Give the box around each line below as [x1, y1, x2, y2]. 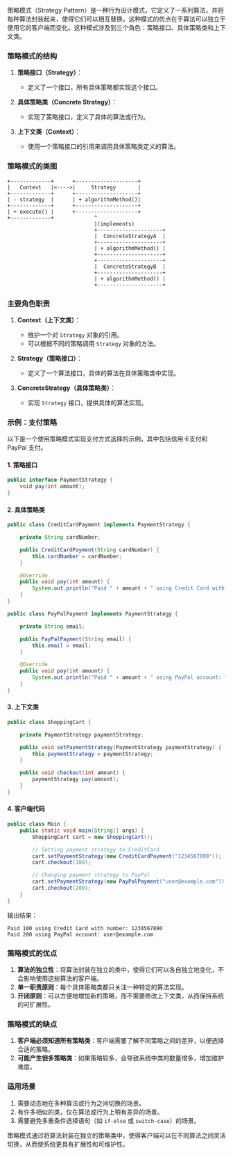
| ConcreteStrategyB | [94, 263, 166, 270]
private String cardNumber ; [19, 534, 101, 541]
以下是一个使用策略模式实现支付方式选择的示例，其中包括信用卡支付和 [7, 434, 208, 443]
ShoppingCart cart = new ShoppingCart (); [32, 833, 154, 840]
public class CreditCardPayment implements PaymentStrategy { [7, 521, 191, 528]
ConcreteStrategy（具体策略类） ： [17, 384, 116, 392]
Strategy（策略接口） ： [17, 354, 83, 362]
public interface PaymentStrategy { [7, 476, 113, 484]
